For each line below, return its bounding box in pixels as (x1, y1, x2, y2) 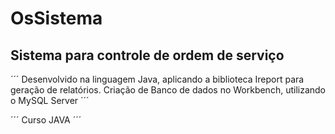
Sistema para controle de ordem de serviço (10, 47, 285, 64)
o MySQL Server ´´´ (10, 95, 90, 106)
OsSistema (10, 7, 103, 30)
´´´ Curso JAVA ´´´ (10, 114, 82, 126)
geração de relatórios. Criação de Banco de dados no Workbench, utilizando (10, 84, 326, 96)
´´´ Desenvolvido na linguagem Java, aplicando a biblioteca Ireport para (10, 73, 305, 85)
